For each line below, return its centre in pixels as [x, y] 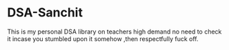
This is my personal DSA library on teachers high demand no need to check [114, 32]
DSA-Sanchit [45, 13]
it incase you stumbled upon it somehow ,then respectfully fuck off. [103, 38]
